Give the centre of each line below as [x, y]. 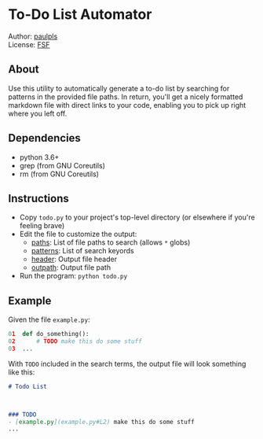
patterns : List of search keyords [83, 251]
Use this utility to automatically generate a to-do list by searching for [119, 88]
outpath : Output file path [71, 267]
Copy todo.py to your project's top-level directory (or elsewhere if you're [137, 217]
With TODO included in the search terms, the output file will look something [127, 363]
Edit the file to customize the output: [78, 234]
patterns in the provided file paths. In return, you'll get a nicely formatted [126, 97]
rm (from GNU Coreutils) [59, 174]
